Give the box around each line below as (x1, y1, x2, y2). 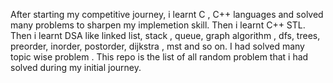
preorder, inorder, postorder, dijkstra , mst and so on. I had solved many (10, 40, 305, 52)
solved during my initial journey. (10, 62, 142, 73)
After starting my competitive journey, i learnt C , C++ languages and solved (10, 9, 324, 20)
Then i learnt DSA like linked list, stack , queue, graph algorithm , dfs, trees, (10, 30, 321, 41)
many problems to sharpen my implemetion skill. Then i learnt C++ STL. (10, 19, 306, 31)
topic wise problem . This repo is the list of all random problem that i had (10, 51, 309, 63)
